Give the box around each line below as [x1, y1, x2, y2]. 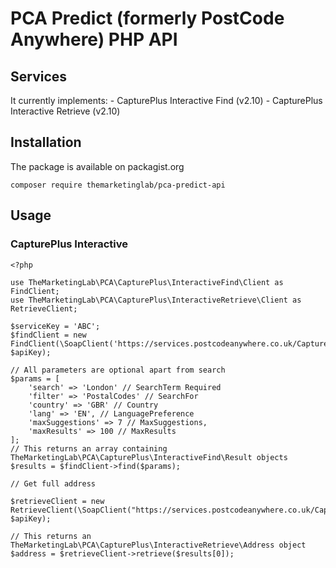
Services [10, 68, 68, 85]
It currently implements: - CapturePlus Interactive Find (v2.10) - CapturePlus [10, 95, 323, 106]
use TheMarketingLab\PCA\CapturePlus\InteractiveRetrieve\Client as [10, 295, 302, 305]
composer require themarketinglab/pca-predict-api [10, 180, 226, 190]
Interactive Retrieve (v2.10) [10, 105, 121, 117]
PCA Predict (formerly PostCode [10, 7, 285, 30]
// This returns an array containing [10, 443, 168, 454]
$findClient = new [10, 330, 87, 340]
